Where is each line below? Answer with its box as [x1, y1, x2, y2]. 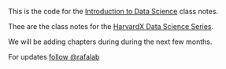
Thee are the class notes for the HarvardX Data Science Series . [8, 22, 214, 31]
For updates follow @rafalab [8, 53, 100, 61]
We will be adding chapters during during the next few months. [8, 37, 213, 46]
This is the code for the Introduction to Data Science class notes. [8, 7, 219, 16]
